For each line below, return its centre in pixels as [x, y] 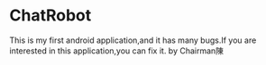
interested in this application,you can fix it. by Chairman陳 [116, 51]
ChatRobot [50, 16]
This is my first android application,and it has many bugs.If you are [133, 40]
